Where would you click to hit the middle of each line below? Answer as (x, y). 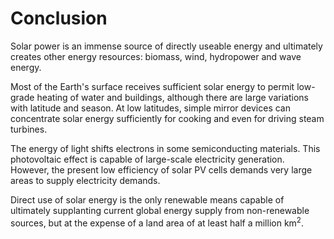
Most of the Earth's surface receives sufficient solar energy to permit (152, 86)
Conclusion (59, 18)
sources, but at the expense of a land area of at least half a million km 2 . (157, 222)
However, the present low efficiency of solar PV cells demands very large (161, 169)
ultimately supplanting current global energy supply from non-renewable (160, 210)
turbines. (29, 129)
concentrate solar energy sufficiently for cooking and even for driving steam (167, 118)
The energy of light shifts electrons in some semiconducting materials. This (165, 148)
